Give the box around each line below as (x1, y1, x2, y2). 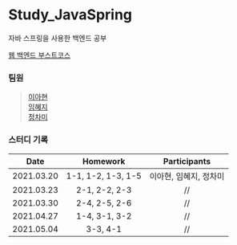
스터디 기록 (8, 134, 49, 145)
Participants (163, 155, 211, 166)
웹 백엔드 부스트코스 (8, 50, 70, 59)
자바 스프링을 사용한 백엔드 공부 (8, 33, 107, 43)
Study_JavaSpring (8, 6, 133, 24)
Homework (82, 155, 126, 166)
